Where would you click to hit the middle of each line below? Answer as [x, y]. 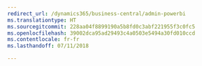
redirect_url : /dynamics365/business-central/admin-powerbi [97, 14]
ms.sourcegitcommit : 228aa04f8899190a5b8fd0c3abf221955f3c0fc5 [101, 26]
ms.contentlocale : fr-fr [43, 40]
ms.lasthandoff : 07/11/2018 [48, 46]
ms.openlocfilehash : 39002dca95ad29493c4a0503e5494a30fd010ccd [101, 33]
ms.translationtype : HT [42, 20]
